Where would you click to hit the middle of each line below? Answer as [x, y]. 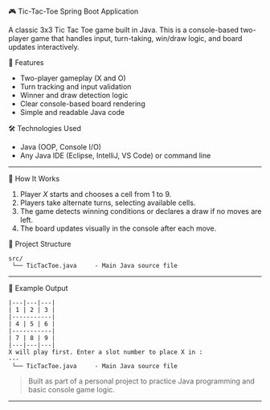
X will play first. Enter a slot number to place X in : [106, 352]
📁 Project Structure [40, 244]
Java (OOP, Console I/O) [61, 147]
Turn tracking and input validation [76, 86]
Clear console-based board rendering [83, 104]
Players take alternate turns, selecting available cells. [108, 203]
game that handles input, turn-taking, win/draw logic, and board [137, 38]
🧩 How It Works [34, 178]
